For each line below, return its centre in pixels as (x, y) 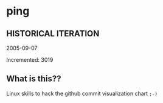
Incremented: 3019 (30, 60)
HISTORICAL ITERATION (53, 34)
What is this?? (34, 79)
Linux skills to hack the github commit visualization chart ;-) (82, 93)
